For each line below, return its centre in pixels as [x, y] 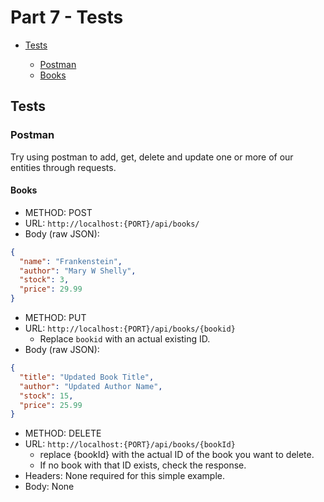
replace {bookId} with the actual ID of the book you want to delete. [177, 455]
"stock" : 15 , [46, 396]
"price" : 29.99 [51, 289]
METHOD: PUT [55, 318]
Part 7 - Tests [67, 17]
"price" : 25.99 [51, 405]
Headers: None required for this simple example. [125, 476]
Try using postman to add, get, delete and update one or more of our [152, 157]
